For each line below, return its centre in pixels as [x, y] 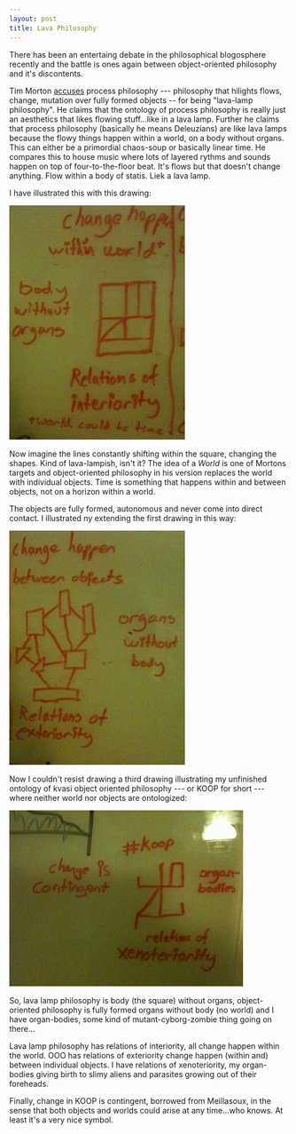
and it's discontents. [46, 73]
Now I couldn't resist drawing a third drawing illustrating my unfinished [138, 779]
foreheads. [29, 1083]
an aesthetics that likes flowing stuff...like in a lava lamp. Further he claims [144, 119]
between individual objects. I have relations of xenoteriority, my [125, 1065]
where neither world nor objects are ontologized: [98, 797]
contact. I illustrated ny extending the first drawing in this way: [123, 518]
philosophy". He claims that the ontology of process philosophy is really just [148, 109]
